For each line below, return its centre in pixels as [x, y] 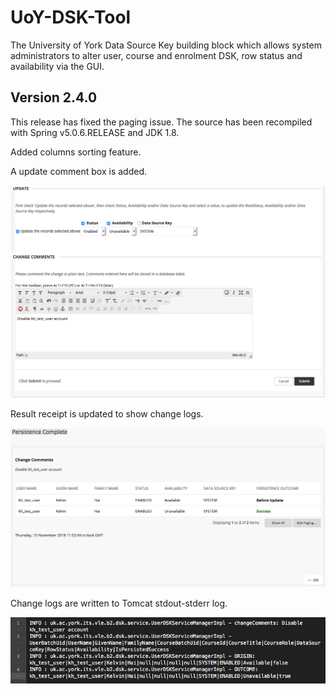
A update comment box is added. [79, 171]
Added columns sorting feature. [76, 152]
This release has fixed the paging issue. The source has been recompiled [161, 122]
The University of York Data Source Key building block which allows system [166, 45]
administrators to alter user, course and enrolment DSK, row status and [156, 55]
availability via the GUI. [57, 66]
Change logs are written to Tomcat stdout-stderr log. [119, 603]
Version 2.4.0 [54, 97]
